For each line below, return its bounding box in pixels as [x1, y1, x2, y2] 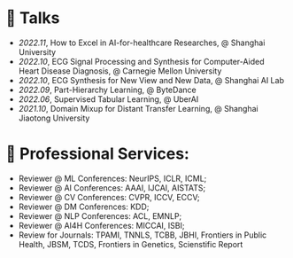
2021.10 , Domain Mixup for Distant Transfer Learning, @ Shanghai [18, 103, 259, 113]
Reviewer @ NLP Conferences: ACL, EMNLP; [18, 210, 182, 221]
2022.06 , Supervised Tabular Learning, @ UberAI [18, 93, 199, 105]
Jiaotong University [18, 113, 90, 123]
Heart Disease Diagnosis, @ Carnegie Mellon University [18, 66, 222, 76]
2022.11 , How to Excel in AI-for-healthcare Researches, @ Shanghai [18, 37, 266, 48]
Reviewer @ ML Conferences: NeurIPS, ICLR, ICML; [18, 173, 207, 184]
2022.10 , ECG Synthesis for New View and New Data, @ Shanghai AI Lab [18, 74, 284, 85]
